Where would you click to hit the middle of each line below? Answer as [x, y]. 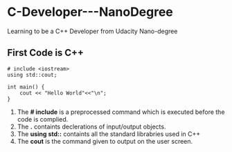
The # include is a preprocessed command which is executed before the [121, 112]
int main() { [26, 87]
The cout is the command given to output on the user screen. [105, 141]
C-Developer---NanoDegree [90, 12]
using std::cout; [32, 75]
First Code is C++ [46, 53]
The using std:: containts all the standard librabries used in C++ [109, 134]
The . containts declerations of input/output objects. [91, 126]
